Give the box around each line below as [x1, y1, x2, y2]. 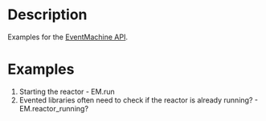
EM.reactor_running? [18, 103, 89, 113]
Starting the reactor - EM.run [18, 87, 116, 96]
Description [7, 6, 88, 24]
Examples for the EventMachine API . [7, 32, 128, 42]
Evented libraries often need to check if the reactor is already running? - [18, 95, 259, 105]
